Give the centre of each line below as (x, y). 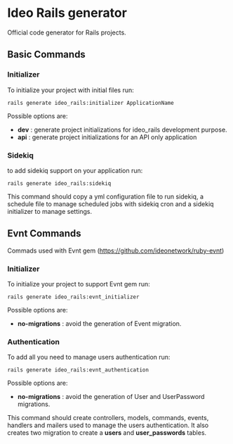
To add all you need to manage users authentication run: (89, 357)
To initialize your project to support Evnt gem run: (79, 284)
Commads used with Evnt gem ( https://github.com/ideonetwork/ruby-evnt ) (116, 250)
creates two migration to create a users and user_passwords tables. (107, 433)
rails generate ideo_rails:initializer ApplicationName (91, 103)
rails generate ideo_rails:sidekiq (59, 183)
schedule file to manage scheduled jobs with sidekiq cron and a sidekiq (111, 204)
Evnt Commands (45, 234)
